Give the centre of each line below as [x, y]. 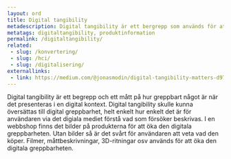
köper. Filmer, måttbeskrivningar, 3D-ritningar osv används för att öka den [112, 141]
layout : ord [24, 13]
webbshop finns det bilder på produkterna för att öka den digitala [100, 126]
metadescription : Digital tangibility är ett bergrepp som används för [112, 26]
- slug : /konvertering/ [44, 52]
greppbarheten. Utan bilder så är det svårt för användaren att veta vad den [113, 134]
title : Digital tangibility [47, 20]
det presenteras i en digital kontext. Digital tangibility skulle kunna [100, 105]
